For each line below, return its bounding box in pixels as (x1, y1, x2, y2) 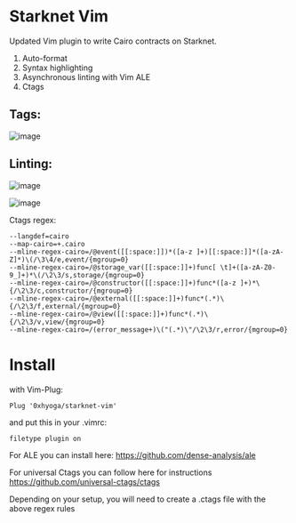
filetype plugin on (9, 434, 82, 443)
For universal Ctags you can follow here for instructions (9, 467, 212, 478)
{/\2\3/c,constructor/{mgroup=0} (9, 286, 133, 295)
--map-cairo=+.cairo (9, 239, 86, 248)
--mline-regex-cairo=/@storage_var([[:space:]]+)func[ (9, 262, 217, 272)
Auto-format (21, 52, 68, 63)
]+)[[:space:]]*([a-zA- (196, 247, 284, 256)
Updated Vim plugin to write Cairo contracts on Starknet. (9, 36, 218, 46)
